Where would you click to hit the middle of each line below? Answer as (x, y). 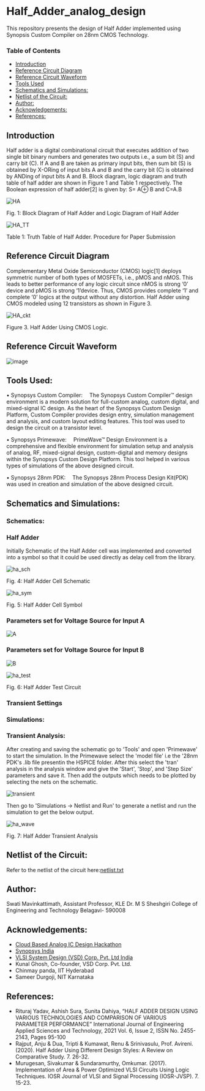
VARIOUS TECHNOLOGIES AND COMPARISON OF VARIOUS (91, 1018)
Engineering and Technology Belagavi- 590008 (66, 910)
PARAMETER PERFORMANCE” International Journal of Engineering (99, 1024)
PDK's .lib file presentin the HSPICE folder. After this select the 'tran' (92, 762)
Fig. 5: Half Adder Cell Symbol (44, 605)
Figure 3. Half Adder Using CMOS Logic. (57, 327)
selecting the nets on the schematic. (52, 782)
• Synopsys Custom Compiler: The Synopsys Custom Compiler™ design (99, 395)
